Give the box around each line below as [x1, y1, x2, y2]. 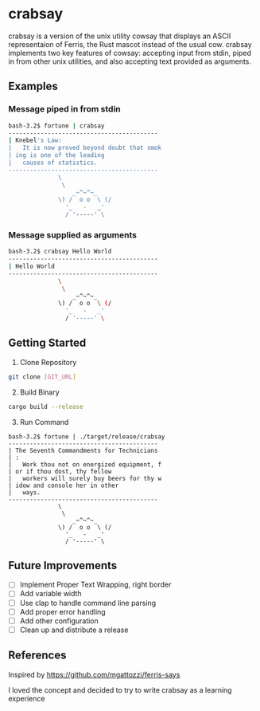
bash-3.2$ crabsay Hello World [8, 248, 112, 256]
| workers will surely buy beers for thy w [8, 474, 161, 482]
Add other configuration [19, 615, 99, 626]
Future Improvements [8, 559, 118, 572]
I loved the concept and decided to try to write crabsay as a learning [8, 685, 232, 694]
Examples [8, 80, 58, 93]
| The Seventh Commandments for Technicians [8, 446, 158, 454]
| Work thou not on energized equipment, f [8, 460, 161, 469]
